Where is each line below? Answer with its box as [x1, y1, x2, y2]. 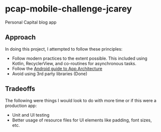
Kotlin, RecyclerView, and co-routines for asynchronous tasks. [12, 60, 137, 66]
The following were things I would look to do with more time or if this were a [5, 97, 157, 103]
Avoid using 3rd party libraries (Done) [12, 71, 88, 77]
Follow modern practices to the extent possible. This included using [12, 55, 148, 61]
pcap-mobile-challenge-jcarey [5, 3, 132, 14]
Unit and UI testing [12, 112, 49, 118]
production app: [5, 103, 37, 108]
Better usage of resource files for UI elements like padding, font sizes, [12, 117, 152, 123]
